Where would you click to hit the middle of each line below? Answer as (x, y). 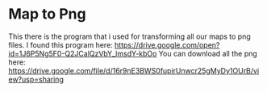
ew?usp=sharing (36, 79)
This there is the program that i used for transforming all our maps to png (130, 36)
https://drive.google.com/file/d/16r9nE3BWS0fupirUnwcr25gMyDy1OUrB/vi (134, 70)
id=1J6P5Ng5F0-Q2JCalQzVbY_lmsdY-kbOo (83, 53)
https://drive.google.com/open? (167, 44)
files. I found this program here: (60, 44)
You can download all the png (208, 53)
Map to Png (47, 14)
